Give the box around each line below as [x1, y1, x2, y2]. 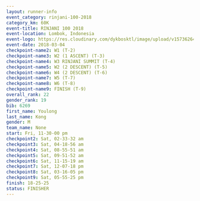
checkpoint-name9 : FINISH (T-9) [6, 86, 86, 92]
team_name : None [6, 125, 46, 131]
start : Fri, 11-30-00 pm [6, 130, 68, 137]
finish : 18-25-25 [6, 180, 49, 186]
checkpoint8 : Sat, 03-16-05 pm [6, 169, 84, 175]
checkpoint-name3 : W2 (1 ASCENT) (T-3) [6, 53, 105, 59]
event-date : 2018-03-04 [6, 42, 65, 48]
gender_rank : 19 [6, 97, 46, 103]
